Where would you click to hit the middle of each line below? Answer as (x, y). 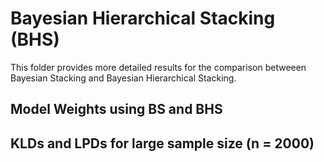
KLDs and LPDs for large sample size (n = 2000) (162, 143)
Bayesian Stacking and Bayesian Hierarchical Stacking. (123, 78)
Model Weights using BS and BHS (116, 109)
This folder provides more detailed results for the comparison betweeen (158, 67)
